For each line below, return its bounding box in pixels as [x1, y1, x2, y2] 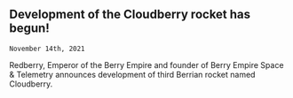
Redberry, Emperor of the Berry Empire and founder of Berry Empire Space [9, 59, 284, 70]
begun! [9, 21, 51, 36]
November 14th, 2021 [9, 44, 86, 53]
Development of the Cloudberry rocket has [9, 7, 251, 22]
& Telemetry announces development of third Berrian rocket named [9, 69, 256, 79]
